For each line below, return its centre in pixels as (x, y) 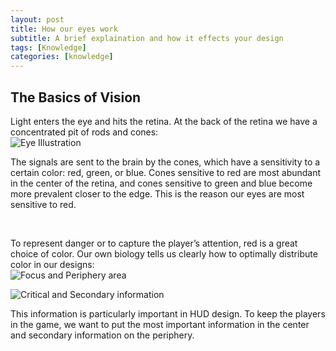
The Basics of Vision (76, 97)
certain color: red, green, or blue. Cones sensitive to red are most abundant (166, 172)
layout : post (37, 19)
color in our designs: (52, 264)
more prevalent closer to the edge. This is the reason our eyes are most (157, 193)
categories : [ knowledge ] (62, 57)
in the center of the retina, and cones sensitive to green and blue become (161, 183)
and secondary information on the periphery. (102, 335)
